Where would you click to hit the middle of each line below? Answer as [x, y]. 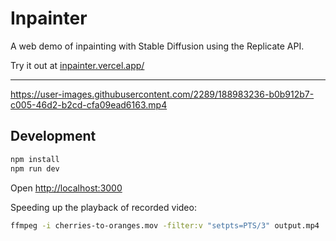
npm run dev [35, 168]
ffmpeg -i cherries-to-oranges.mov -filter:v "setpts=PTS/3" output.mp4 [165, 225]
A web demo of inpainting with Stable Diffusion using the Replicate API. [157, 46]
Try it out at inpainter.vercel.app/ [77, 65]
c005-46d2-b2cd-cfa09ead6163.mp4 [89, 104]
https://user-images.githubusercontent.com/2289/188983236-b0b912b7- [162, 94]
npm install [35, 159]
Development [53, 136]
